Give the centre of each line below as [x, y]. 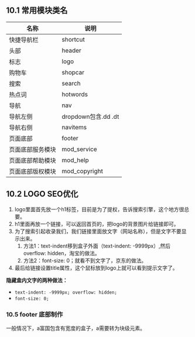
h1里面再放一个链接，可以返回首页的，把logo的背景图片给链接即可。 [97, 223]
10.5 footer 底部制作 [35, 314]
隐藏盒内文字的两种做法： [37, 280]
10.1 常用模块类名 [37, 11]
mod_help [75, 160]
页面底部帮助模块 [33, 160]
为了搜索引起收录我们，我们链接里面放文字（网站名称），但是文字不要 [98, 231]
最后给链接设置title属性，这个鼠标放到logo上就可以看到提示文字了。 [96, 267]
